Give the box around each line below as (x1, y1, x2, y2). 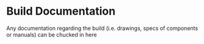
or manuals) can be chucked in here (6, 31, 97, 38)
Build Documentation (6, 4, 116, 18)
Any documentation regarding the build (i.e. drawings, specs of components (6, 24, 199, 32)
